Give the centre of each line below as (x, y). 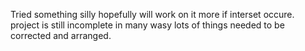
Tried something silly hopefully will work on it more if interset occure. (152, 14)
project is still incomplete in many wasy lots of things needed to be (147, 25)
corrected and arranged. (61, 35)
